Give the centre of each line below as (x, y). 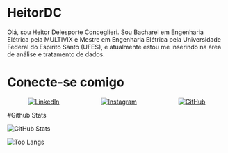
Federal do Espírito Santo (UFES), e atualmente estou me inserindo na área (114, 47)
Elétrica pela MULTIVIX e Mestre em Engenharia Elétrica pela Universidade (114, 39)
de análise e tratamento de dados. (56, 54)
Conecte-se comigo (66, 82)
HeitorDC (35, 13)
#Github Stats (27, 115)
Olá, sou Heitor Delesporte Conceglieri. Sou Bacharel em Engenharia (105, 32)
